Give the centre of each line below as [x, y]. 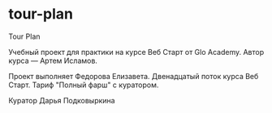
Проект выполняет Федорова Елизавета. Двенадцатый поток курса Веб [134, 76]
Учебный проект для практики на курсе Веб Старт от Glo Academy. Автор [136, 52]
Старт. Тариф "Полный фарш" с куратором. [84, 85]
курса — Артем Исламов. [53, 61]
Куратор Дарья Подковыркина [62, 100]
